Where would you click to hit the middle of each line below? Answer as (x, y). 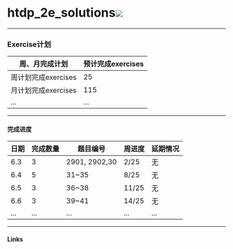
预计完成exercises (113, 64)
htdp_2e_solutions (61, 13)
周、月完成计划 (43, 64)
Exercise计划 (29, 44)
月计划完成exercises (44, 90)
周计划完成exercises (44, 78)
